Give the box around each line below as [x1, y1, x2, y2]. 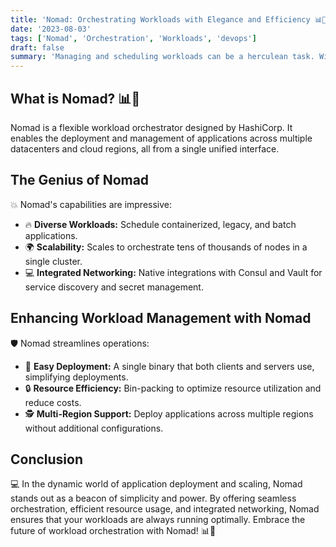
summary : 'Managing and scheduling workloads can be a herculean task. [10, 52, 315, 62]
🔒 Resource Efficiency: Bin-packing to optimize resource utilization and [24, 382, 322, 394]
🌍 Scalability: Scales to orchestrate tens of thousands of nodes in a [24, 241, 308, 253]
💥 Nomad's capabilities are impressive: [10, 198, 173, 210]
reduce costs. [24, 396, 82, 408]
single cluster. [24, 255, 83, 267]
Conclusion [10, 451, 84, 468]
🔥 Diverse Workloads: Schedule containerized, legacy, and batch [24, 218, 297, 230]
